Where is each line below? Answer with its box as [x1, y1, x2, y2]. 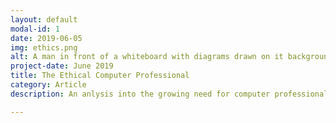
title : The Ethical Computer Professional [10, 71, 190, 81]
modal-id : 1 [10, 24, 60, 34]
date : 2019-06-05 [10, 33, 83, 43]
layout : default [10, 14, 78, 25]
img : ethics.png [10, 42, 78, 53]
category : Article [10, 80, 87, 90]
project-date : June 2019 [10, 61, 114, 71]
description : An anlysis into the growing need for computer [10, 89, 271, 99]
